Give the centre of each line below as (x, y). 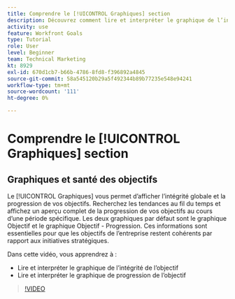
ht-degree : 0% (28, 99)
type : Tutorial (29, 40)
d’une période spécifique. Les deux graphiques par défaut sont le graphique (117, 218)
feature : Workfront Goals (45, 33)
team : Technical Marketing (47, 59)
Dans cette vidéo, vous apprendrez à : (62, 254)
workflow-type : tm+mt (39, 85)
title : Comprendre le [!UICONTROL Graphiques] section (89, 14)
